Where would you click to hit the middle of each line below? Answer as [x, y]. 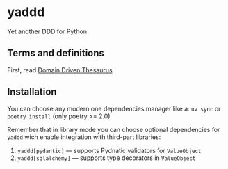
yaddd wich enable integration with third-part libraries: [84, 137]
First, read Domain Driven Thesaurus [60, 70]
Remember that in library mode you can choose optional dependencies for [114, 129]
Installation [32, 92]
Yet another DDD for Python [47, 31]
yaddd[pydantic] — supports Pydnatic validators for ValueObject [109, 150]
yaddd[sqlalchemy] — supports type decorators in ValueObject [106, 158]
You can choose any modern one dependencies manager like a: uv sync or [114, 108]
